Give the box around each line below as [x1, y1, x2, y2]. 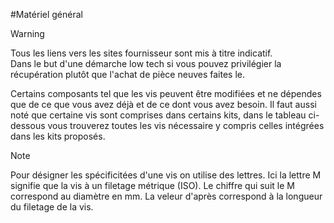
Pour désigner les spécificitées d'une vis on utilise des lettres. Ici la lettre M [10, 169, 322, 181]
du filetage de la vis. [10, 201, 94, 213]
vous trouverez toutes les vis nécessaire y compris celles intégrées [47, 120, 325, 131]
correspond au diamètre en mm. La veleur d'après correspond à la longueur [10, 190, 323, 202]
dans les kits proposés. [10, 130, 106, 142]
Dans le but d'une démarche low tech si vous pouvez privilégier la [10, 58, 282, 69]
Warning [10, 28, 45, 39]
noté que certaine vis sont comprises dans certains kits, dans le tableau [10, 109, 307, 121]
